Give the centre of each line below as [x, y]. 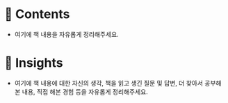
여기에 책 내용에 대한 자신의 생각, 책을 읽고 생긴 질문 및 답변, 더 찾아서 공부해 [118, 83]
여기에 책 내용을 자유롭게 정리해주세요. [66, 34]
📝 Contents [37, 14]
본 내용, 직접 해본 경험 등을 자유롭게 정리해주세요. [81, 92]
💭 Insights [34, 63]
